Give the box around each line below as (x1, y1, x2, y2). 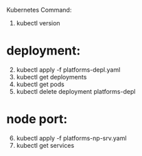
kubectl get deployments (16, 73, 87, 81)
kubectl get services (16, 141, 75, 149)
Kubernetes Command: (6, 6, 72, 14)
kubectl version (16, 19, 60, 27)
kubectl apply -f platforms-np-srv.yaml (16, 133, 127, 142)
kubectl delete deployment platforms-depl (16, 87, 136, 95)
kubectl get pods (16, 80, 64, 88)
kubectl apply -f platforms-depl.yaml (16, 65, 121, 74)
